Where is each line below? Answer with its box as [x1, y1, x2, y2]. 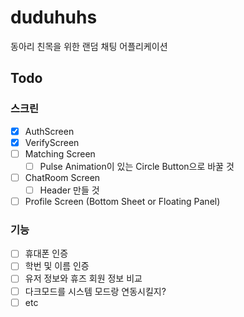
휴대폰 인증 [24, 247, 69, 260]
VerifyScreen [24, 136, 80, 148]
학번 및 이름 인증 [24, 260, 90, 272]
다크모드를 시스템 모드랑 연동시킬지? [24, 285, 167, 297]
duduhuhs [10, 6, 98, 29]
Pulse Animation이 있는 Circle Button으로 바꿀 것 [39, 160, 235, 172]
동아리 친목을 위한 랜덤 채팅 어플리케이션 [10, 40, 168, 52]
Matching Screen [24, 147, 96, 160]
